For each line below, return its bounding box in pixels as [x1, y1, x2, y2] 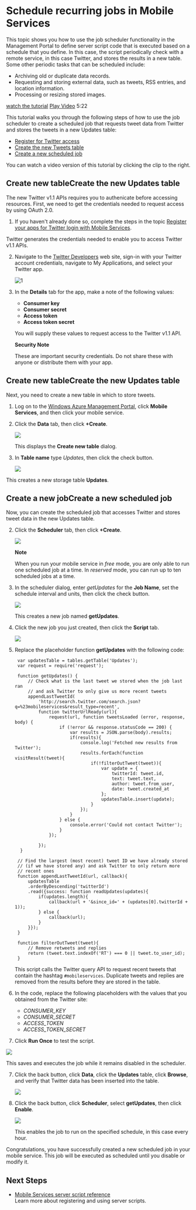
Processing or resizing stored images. [14, 91, 106, 98]
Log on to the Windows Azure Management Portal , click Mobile [14, 403, 168, 410]
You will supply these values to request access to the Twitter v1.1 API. [14, 330, 181, 337]
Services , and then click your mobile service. [14, 409, 125, 416]
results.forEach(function [80, 750, 143, 756]
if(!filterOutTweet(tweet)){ [90, 761, 162, 766]
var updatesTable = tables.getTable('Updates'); [17, 658, 139, 664]
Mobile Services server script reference [14, 1191, 111, 1198]
